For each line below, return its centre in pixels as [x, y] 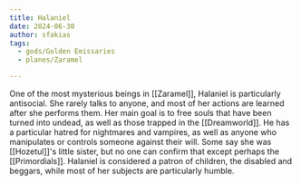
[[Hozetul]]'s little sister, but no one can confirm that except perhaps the [144, 151]
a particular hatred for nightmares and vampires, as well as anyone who [143, 132]
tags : [19, 43]
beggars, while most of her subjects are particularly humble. [122, 170]
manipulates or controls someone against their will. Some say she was [141, 142]
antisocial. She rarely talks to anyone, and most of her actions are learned [147, 103]
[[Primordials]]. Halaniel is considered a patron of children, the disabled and [151, 161]
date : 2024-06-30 [42, 26]
